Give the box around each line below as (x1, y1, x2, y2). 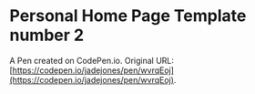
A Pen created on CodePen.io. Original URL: (9, 55, 175, 66)
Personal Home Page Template (9, 5, 247, 26)
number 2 (9, 25, 85, 46)
